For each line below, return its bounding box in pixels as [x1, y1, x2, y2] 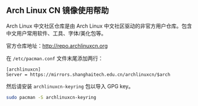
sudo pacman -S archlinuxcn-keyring [6, 94, 96, 100]
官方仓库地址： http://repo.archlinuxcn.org [6, 42, 108, 49]
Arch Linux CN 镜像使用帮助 [6, 5, 109, 16]
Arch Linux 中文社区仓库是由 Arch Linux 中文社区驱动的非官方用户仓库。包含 [6, 22, 192, 29]
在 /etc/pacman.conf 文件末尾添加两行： [6, 55, 103, 62]
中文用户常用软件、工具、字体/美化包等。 [6, 29, 107, 37]
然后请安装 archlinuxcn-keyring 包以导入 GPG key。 [6, 82, 134, 90]
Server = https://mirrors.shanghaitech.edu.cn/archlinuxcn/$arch [6, 71, 170, 78]
